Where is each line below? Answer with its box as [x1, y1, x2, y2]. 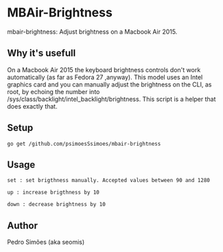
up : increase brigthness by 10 [7, 189, 99, 196]
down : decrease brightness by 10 [7, 201, 106, 208]
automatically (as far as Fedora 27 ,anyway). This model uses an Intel [7, 73, 203, 81]
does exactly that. [7, 102, 58, 111]
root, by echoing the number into [7, 87, 100, 95]
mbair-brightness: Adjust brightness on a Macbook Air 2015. [7, 27, 178, 36]
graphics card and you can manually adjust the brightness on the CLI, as [7, 80, 212, 89]
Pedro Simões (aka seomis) [7, 238, 85, 247]
